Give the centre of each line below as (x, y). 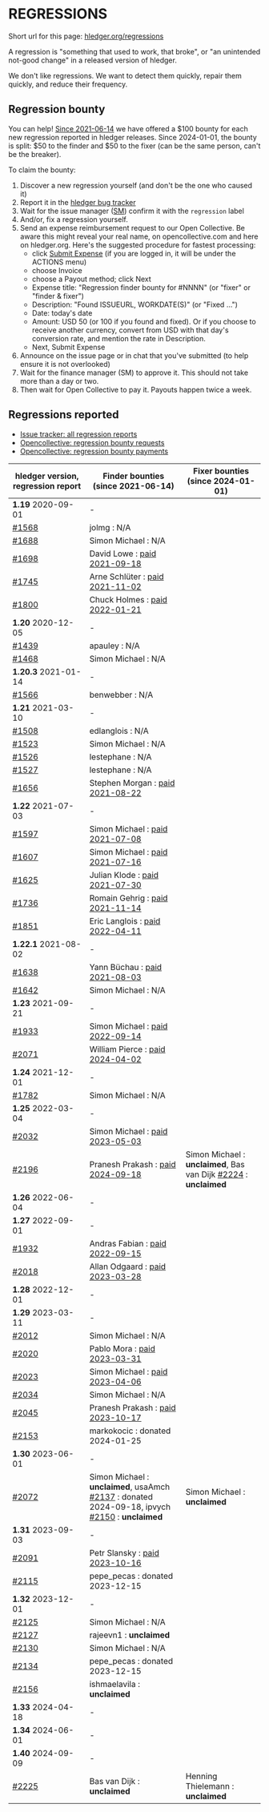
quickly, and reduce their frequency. (68, 84)
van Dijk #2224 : (217, 1174)
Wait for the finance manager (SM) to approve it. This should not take (134, 372)
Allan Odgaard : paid (128, 1266)
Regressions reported (64, 415)
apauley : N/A (114, 646)
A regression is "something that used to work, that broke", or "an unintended (134, 51)
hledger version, (47, 476)
